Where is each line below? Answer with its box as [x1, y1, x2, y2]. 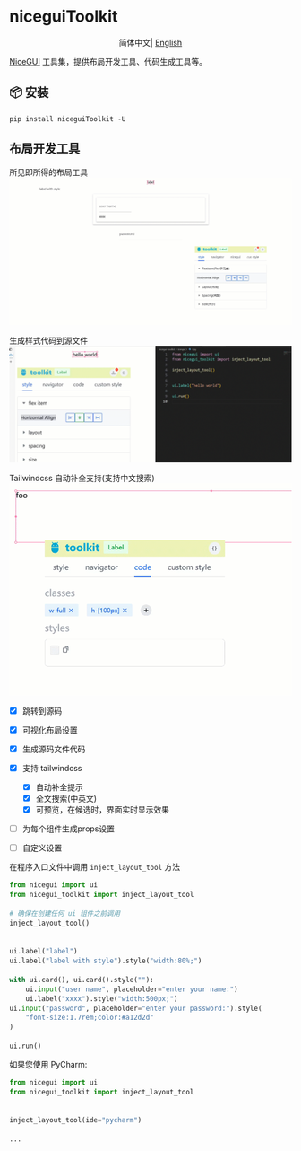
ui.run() [9, 1041, 42, 1051]
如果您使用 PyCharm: [9, 1059, 88, 1069]
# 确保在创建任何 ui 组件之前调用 [9, 909, 121, 918]
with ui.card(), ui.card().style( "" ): [9, 975, 154, 984]
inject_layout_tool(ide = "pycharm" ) [9, 1116, 142, 1125]
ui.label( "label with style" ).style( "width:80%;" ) [9, 956, 202, 966]
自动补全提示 [35, 781, 83, 792]
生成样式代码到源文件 [9, 335, 88, 346]
